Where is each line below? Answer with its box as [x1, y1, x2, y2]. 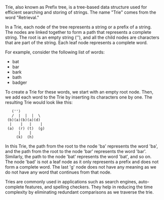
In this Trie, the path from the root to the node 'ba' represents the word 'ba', [5, 143, 158, 149]
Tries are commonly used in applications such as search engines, [5, 179, 137, 184]
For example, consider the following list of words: [5, 49, 105, 55]
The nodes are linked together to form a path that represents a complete [5, 29, 151, 35]
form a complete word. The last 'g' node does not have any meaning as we [5, 164, 157, 170]
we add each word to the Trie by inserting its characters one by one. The [5, 94, 152, 100]
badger [12, 79, 27, 85]
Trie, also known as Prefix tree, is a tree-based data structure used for [5, 4, 147, 10]
